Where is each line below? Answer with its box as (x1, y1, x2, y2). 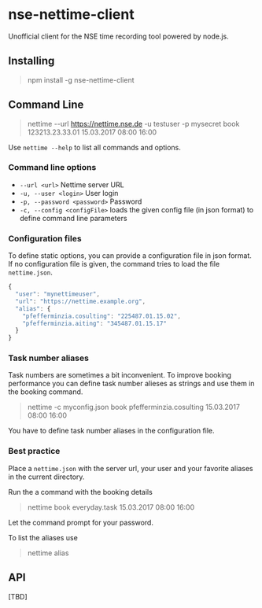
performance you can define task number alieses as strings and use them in (8, 379, 255, 389)
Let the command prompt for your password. (8, 518, 153, 527)
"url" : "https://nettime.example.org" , (15, 297, 146, 305)
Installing (8, 54, 55, 68)
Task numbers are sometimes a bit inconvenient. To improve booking (8, 370, 232, 380)
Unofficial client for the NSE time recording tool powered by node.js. (8, 31, 230, 41)
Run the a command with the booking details (8, 487, 153, 496)
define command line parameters (19, 213, 127, 223)
